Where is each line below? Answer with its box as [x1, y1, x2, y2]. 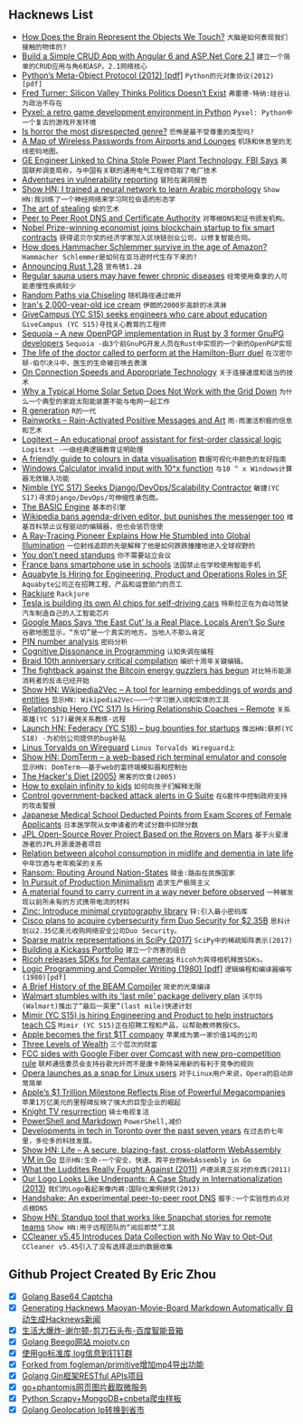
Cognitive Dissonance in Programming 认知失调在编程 [21, 645, 214, 656]
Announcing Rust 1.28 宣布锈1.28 [21, 260, 142, 271]
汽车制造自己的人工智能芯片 [21, 609, 110, 618]
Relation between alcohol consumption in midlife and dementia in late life [21, 847, 294, 859]
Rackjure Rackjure [21, 588, 90, 599]
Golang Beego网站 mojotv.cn [21, 1336, 130, 1347]
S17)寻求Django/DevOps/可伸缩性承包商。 [21, 493, 163, 502]
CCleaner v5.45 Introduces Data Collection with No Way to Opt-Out [21, 1231, 273, 1242]
